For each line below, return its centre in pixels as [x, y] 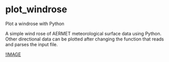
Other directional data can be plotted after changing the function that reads [84, 39]
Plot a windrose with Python [35, 24]
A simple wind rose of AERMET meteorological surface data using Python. [83, 33]
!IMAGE [13, 54]
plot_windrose [36, 9]
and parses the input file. [31, 44]
